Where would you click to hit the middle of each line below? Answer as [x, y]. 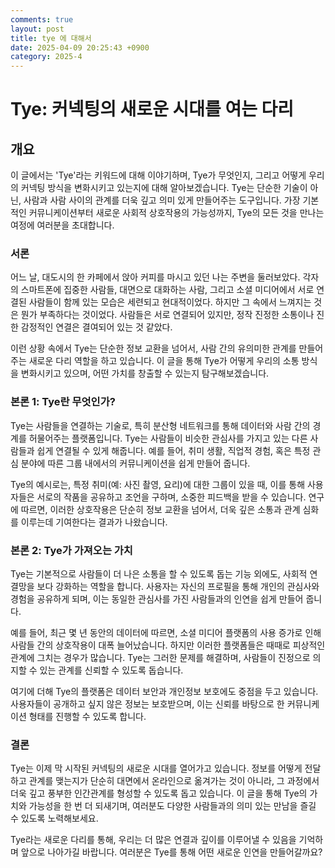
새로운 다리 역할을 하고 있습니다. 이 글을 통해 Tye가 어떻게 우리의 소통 [164, 361]
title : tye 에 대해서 [51, 38]
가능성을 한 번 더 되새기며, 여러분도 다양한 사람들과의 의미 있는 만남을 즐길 [172, 806]
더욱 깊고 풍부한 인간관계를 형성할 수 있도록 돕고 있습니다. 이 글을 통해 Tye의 [159, 793]
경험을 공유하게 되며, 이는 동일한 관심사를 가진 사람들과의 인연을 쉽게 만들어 [157, 599]
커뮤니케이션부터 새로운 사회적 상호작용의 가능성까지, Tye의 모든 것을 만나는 [176, 213]
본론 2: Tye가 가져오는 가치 [71, 550]
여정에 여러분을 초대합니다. [62, 225]
